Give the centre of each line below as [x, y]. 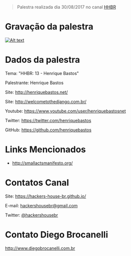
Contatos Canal [37, 183]
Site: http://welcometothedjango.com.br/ [46, 101]
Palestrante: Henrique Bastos [34, 83]
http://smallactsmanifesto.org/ [42, 163]
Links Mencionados [46, 150]
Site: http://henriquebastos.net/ [37, 92]
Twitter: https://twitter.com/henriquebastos [48, 120]
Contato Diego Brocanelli [57, 234]
